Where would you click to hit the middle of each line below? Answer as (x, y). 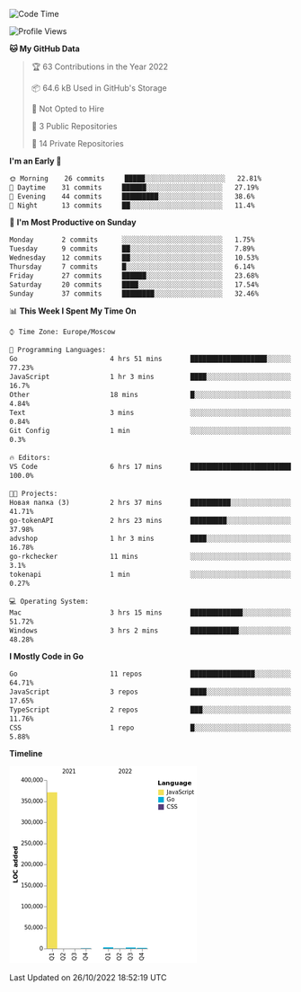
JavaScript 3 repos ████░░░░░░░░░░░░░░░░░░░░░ (150, 692)
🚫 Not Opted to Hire (68, 109)
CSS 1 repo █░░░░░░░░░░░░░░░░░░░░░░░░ (150, 728)
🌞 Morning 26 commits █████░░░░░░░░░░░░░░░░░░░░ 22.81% (136, 179)
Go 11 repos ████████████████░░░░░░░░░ (150, 674)
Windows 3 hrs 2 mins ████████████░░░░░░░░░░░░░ (150, 631)
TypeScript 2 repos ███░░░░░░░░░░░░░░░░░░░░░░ (150, 710)
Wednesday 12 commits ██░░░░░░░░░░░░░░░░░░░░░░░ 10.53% (134, 258)
